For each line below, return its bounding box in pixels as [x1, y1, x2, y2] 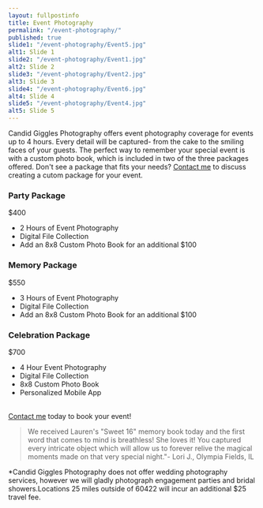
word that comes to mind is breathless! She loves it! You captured [27, 435, 242, 444]
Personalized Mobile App [19, 387, 102, 397]
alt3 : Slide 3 [8, 77, 55, 85]
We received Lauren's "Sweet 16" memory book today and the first [27, 427, 246, 436]
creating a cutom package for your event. [8, 170, 144, 180]
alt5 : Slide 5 [8, 107, 55, 115]
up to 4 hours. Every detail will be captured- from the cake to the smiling [8, 137, 245, 146]
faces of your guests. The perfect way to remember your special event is [8, 145, 246, 155]
